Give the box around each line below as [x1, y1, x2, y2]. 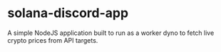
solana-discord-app [7, 5, 129, 21]
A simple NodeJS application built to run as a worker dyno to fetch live [7, 28, 215, 37]
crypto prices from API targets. [7, 36, 98, 44]
